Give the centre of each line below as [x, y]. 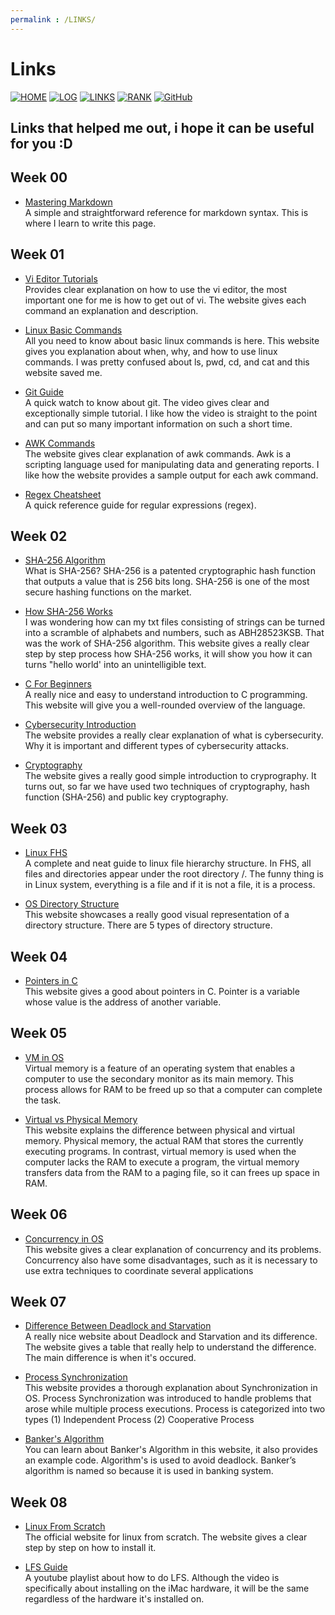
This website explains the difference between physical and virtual [159, 1130]
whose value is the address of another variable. [123, 1002]
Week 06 [39, 1214]
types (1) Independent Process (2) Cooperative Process [139, 1420]
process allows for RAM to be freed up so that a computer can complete [173, 1089]
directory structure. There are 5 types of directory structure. [148, 925]
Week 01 [37, 254]
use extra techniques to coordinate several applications [139, 1270]
